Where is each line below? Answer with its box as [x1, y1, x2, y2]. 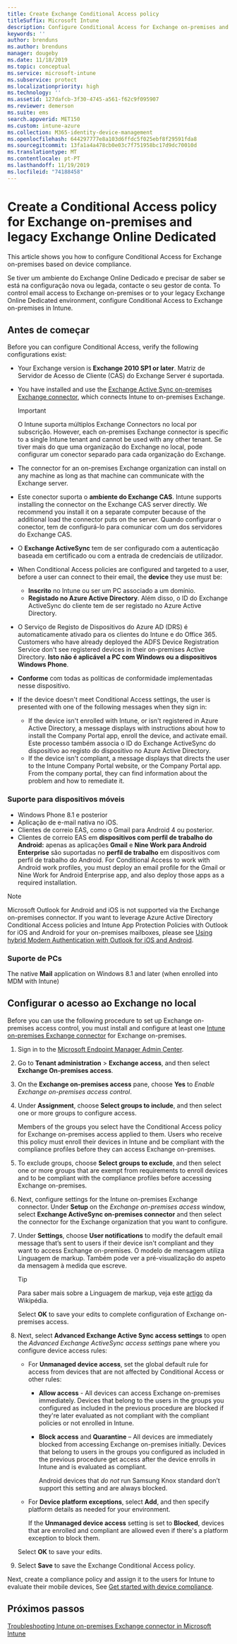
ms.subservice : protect [7, 76, 78, 84]
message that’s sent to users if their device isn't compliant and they [17, 1238, 214, 1247]
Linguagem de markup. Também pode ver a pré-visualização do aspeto [17, 1253, 226, 1262]
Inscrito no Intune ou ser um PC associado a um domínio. [28, 587, 196, 595]
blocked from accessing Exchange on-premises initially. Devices [38, 1439, 226, 1448]
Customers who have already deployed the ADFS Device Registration [17, 638, 219, 646]
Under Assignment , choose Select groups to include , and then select [17, 1101, 222, 1110]
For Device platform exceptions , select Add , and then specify [28, 1498, 209, 1506]
